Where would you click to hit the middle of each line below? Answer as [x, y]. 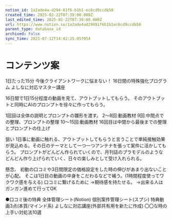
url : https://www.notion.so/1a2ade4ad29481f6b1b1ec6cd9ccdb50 [73, 24]
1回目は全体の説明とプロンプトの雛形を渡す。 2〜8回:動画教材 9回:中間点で [85, 115]
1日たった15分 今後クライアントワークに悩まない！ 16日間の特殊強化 [77, 81]
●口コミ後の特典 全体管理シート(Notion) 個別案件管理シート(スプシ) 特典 [83, 199]
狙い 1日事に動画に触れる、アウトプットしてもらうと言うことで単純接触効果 [85, 139]
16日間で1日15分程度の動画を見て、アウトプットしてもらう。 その [74, 98]
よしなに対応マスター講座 [38, 87]
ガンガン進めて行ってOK [31, 188]
